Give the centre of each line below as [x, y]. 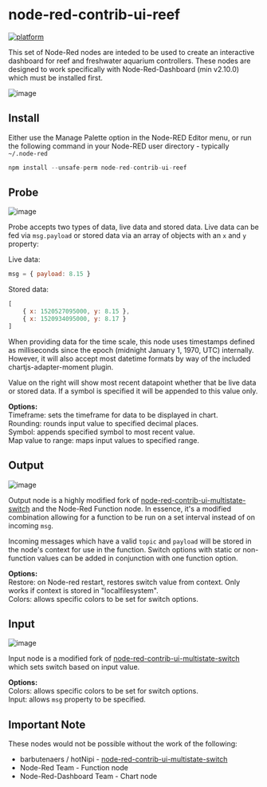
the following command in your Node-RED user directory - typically [119, 146]
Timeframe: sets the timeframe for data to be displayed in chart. [113, 415]
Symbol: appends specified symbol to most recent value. [102, 432]
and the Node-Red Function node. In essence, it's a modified [132, 508]
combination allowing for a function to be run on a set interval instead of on [132, 517]
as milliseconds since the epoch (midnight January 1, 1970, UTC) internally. [131, 350]
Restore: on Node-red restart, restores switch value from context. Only [124, 582]
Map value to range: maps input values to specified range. [104, 440]
